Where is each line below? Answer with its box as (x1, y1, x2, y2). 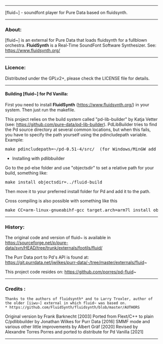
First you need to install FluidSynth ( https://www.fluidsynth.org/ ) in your (5, 101, 149, 107)
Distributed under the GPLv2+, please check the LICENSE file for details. (5, 75, 150, 81)
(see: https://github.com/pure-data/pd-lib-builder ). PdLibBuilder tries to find (5, 121, 157, 127)
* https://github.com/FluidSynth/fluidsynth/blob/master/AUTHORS (5, 305, 140, 310)
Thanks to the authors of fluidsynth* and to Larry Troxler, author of (5, 296, 153, 301)
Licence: (5, 64, 26, 71)
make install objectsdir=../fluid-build (5, 179, 103, 185)
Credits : (5, 286, 26, 293)
